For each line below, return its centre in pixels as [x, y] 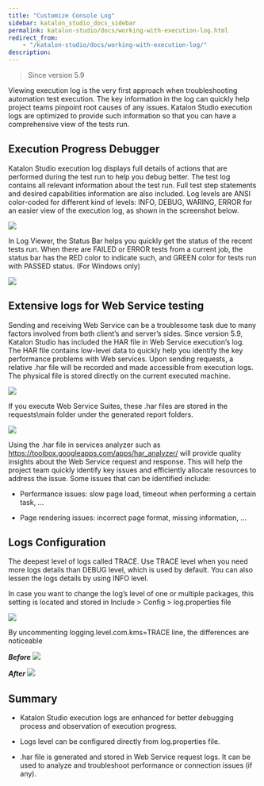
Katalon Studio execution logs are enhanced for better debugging [126, 718]
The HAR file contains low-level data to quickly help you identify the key [126, 350]
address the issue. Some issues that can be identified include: [109, 478]
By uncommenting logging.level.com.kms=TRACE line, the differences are [129, 633]
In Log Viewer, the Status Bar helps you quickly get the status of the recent [130, 241]
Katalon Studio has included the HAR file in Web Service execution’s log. [126, 341]
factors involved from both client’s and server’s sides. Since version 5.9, [126, 333]
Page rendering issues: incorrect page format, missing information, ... [133, 518]
